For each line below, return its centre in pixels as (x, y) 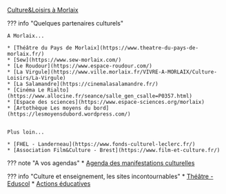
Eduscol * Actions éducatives (49, 184)
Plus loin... (26, 132)
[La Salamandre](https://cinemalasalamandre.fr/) (86, 84)
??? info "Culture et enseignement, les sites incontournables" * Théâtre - (110, 176)
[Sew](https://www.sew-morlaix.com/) (68, 60)
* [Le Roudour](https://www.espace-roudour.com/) (80, 66)
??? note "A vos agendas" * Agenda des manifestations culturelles (101, 163)
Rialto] (58, 90)
